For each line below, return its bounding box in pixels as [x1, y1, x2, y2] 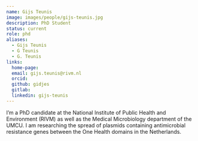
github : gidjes [11, 82, 50, 88]
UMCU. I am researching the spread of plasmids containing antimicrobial [6, 121, 186, 129]
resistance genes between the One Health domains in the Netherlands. [6, 128, 182, 135]
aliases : [6, 37, 28, 43]
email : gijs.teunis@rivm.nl [11, 70, 82, 76]
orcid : [11, 76, 28, 82]
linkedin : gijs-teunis [11, 92, 68, 98]
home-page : [11, 64, 39, 71]
